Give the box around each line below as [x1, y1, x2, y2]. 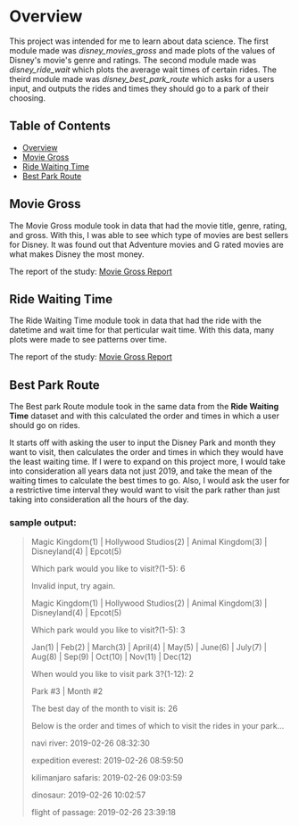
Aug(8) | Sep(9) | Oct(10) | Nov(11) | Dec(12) [30, 651, 192, 662]
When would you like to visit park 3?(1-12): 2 [30, 669, 195, 680]
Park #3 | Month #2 [30, 686, 104, 697]
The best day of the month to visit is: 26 [30, 703, 179, 714]
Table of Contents [9, 119, 112, 134]
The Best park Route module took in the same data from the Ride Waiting [9, 401, 279, 412]
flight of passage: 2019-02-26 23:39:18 [30, 807, 177, 818]
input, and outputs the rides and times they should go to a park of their [9, 83, 270, 94]
